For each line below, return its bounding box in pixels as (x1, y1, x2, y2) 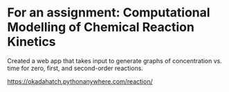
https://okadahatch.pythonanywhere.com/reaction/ (7, 77, 154, 85)
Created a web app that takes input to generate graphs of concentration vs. (7, 56, 223, 65)
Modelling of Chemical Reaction (7, 19, 195, 35)
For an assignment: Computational (7, 5, 210, 21)
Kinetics (7, 34, 57, 49)
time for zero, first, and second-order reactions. (7, 64, 144, 72)
